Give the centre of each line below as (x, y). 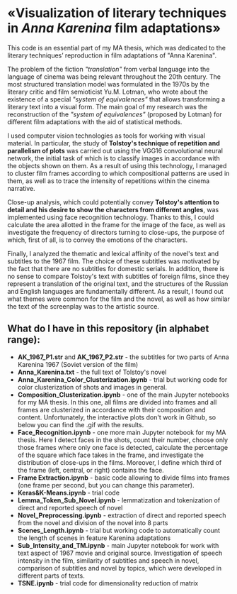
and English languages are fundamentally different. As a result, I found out (116, 291)
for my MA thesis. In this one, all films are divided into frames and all (117, 402)
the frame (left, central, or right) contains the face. (91, 470)
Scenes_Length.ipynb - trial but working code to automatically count (119, 530)
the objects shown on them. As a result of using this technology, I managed (117, 165)
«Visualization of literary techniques (117, 13)
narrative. (21, 188)
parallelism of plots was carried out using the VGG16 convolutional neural (115, 150)
